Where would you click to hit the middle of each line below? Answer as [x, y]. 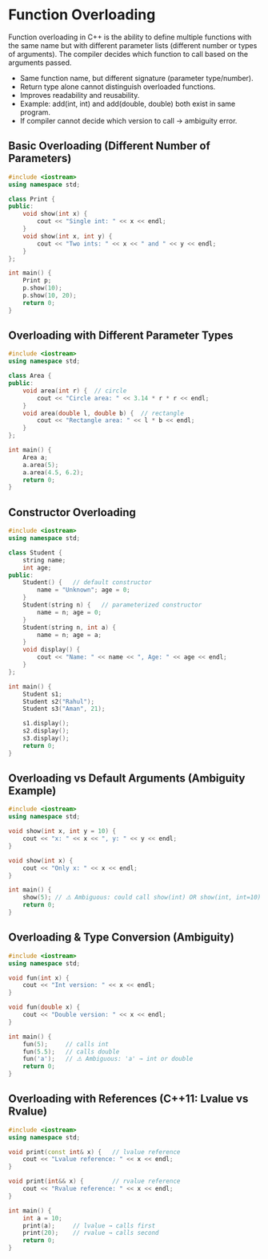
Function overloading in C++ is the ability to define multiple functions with [130, 37]
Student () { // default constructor [87, 583]
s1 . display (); [46, 724]
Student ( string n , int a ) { [69, 627]
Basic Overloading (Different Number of [109, 146]
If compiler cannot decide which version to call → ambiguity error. [128, 120]
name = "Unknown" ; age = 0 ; [84, 590]
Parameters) [40, 158]
